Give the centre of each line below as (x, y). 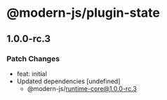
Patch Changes (33, 59)
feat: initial (32, 73)
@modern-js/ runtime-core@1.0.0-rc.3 (82, 88)
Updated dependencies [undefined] (68, 81)
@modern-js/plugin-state (83, 13)
